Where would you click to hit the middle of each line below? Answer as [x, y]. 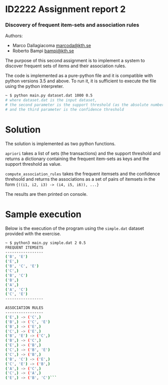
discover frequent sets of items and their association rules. [66, 66]
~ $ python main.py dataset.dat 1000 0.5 [49, 96]
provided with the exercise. [33, 233]
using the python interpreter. [34, 86]
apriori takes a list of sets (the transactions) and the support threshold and [83, 153]
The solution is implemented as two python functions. [60, 144]
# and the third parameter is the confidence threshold [64, 110]
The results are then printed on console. [46, 194]
